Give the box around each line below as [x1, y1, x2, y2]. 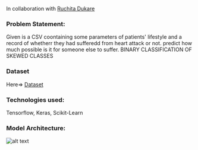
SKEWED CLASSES [6, 52, 54, 60]
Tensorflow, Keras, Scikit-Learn [6, 109, 83, 116]
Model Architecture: [6, 124, 66, 132]
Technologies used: [6, 95, 65, 104]
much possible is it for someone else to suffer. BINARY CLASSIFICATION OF [6, 46, 192, 53]
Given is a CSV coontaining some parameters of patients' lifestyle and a [6, 33, 183, 40]
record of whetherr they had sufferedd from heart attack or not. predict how [6, 40, 192, 47]
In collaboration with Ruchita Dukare [6, 5, 95, 12]
